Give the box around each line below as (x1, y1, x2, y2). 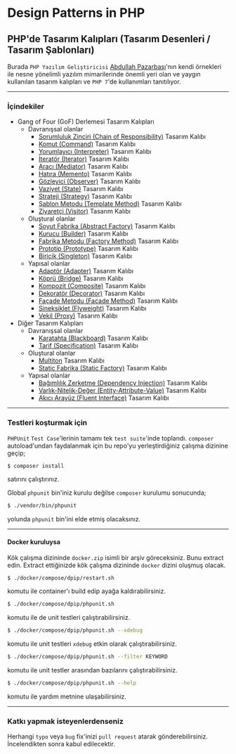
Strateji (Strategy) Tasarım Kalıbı (38, 192, 132, 201)
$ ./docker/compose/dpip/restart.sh (7, 574, 114, 581)
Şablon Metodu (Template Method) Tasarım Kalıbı (38, 200, 182, 208)
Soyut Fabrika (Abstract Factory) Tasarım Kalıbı (38, 222, 176, 230)
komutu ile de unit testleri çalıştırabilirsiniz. (7, 613, 131, 622)
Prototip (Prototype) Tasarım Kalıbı (38, 245, 138, 253)
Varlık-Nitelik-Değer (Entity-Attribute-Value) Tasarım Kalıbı (38, 386, 207, 395)
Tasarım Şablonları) (7, 44, 95, 56)
